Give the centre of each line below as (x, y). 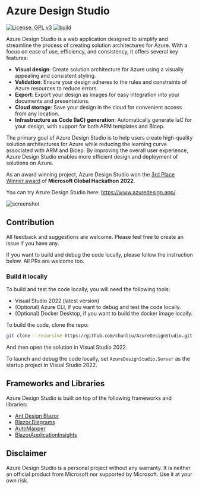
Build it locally (27, 276)
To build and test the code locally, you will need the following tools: (88, 289)
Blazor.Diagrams (35, 422)
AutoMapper (30, 428)
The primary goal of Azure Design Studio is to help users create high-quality (99, 137)
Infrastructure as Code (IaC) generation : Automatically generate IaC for (103, 119)
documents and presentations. (52, 101)
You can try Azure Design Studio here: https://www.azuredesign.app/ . (91, 192)
